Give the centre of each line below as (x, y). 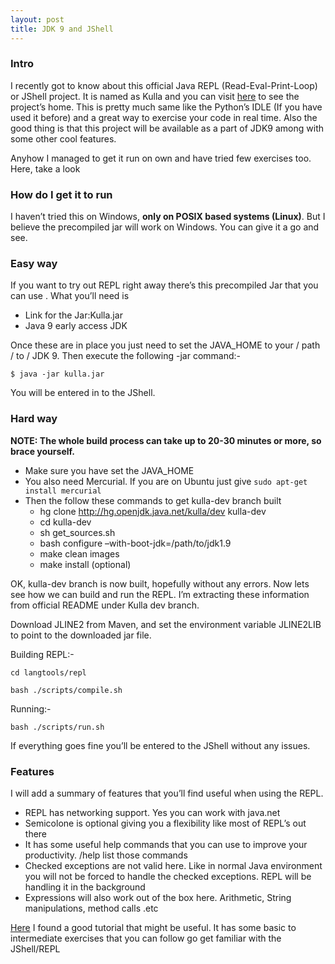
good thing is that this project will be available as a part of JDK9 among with (167, 128)
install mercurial (63, 491)
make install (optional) (85, 564)
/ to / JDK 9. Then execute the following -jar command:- (126, 356)
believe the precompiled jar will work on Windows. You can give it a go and (165, 227)
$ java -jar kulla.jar (57, 374)
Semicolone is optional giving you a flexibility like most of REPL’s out (165, 823)
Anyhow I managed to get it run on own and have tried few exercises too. (161, 158)
